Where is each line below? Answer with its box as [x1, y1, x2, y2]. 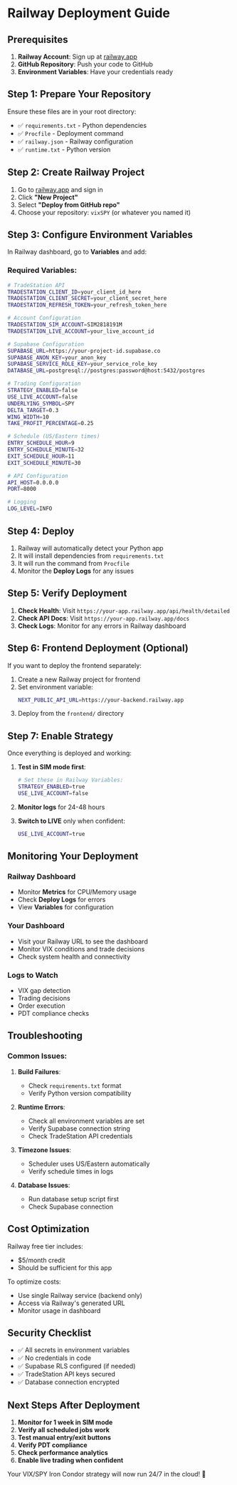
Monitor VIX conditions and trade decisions [17, 944, 145, 953]
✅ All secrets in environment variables [17, 1346, 130, 1354]
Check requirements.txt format [28, 1081, 122, 1090]
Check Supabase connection [28, 1202, 114, 1211]
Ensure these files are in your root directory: [7, 107, 137, 116]
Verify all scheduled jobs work [17, 1426, 110, 1434]
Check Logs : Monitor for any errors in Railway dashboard [17, 621, 186, 630]
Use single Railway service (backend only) [17, 1291, 142, 1299]
